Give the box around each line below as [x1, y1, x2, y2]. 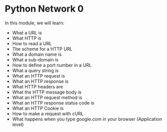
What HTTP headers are [12, 83, 63, 89]
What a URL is [12, 29, 42, 36]
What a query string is [12, 67, 59, 74]
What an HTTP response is [12, 78, 69, 84]
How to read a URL [12, 40, 52, 46]
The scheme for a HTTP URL [12, 46, 73, 52]
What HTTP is [12, 35, 42, 41]
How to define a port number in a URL [12, 62, 92, 68]
